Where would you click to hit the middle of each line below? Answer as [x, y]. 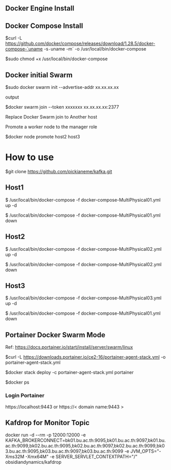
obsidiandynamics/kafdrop [33, 462]
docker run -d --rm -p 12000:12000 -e [45, 435]
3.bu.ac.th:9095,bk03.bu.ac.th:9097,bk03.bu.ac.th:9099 [64, 451]
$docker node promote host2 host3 [43, 137]
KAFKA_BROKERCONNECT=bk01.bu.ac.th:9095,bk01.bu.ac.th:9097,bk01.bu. [86, 440]
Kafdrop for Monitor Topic [47, 423]
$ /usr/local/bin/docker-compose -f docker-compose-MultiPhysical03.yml [83, 298]
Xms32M [15, 457]
